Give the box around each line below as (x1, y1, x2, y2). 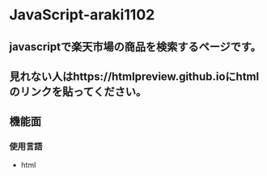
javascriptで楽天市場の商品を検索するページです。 (9, 40, 261, 53)
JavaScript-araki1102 (9, 6, 155, 24)
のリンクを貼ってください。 (9, 85, 147, 98)
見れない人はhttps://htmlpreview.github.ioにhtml (9, 69, 260, 83)
